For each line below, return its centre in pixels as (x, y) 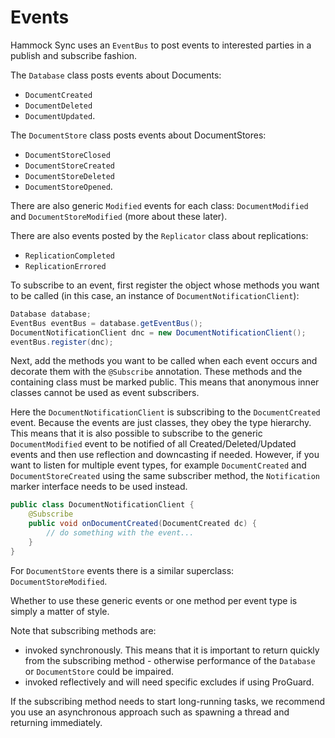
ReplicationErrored (65, 266)
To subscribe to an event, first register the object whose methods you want (165, 285)
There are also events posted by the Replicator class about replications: (159, 235)
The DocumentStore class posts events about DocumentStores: (138, 135)
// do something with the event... (120, 533)
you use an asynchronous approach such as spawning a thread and (150, 712)
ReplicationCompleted (69, 256)
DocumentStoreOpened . (68, 186)
